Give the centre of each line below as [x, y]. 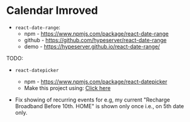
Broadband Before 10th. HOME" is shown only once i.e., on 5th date [100, 106]
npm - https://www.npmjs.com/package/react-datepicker [96, 82]
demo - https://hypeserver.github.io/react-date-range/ [92, 47]
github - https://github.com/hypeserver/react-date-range [95, 40]
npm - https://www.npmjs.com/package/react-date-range [97, 33]
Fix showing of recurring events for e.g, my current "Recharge [93, 100]
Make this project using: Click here [67, 88]
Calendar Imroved [52, 11]
